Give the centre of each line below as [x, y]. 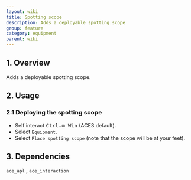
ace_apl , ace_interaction [38, 171]
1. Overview [28, 63]
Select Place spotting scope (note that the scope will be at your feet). [100, 138]
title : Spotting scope [34, 17]
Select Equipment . [36, 132]
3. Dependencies [38, 156]
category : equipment [32, 34]
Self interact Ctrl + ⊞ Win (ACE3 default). [65, 125]
